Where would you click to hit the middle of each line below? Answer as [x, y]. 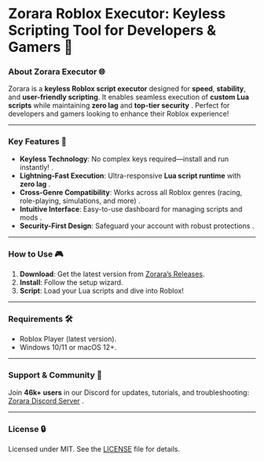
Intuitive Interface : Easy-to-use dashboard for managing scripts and [131, 208]
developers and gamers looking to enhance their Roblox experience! [119, 114]
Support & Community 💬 [55, 375]
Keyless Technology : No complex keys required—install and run [124, 159]
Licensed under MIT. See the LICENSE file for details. [94, 448]
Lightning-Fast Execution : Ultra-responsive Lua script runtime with [130, 175]
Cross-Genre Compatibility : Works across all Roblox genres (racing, [131, 192]
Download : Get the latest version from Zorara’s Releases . [112, 274]
